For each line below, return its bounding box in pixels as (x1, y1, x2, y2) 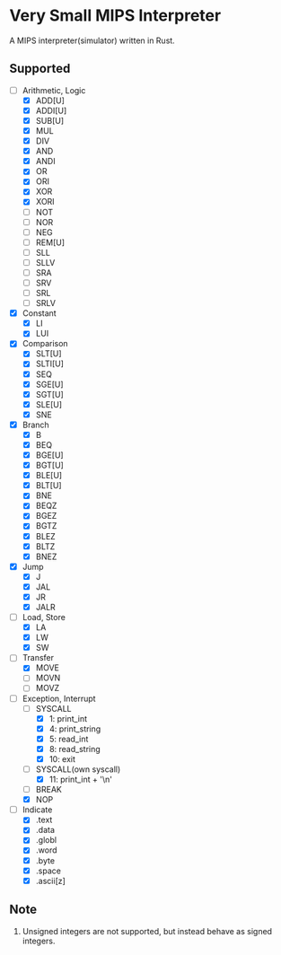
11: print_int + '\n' (48, 774, 112, 784)
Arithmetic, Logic (22, 84, 86, 95)
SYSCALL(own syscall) (35, 764, 121, 775)
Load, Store (22, 612, 66, 622)
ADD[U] (35, 95, 66, 106)
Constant (22, 308, 57, 319)
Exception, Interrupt (22, 693, 96, 704)
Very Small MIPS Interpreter (9, 5, 222, 26)
